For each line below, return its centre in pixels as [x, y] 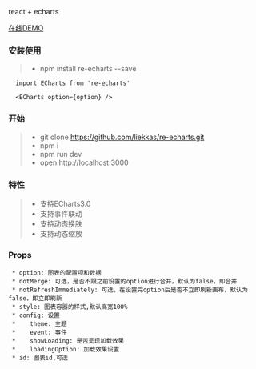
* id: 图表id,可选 [40, 358]
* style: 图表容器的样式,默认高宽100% [70, 307]
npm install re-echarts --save [88, 69]
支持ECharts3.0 [65, 203]
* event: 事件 [39, 333]
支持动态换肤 [61, 223]
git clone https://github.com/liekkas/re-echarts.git [122, 137]
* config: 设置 [36, 315]
